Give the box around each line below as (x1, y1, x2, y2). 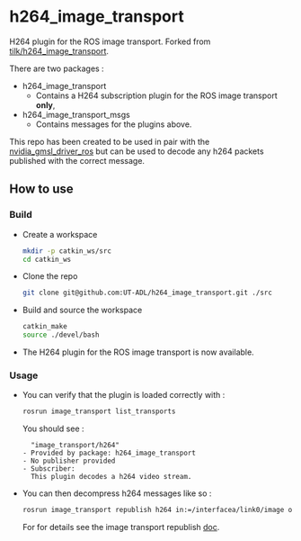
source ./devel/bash (22, 330, 100, 339)
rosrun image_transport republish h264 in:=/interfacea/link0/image (22, 506, 285, 515)
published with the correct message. (9, 155, 146, 166)
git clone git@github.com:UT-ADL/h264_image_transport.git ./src (22, 288, 272, 298)
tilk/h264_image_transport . (9, 45, 110, 56)
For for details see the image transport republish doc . (22, 522, 220, 533)
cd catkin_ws (22, 255, 72, 264)
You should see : (22, 423, 84, 434)
